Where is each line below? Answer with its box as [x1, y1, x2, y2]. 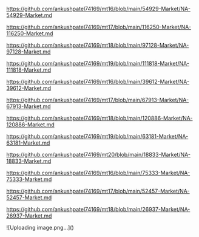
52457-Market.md [6, 194, 52, 201]
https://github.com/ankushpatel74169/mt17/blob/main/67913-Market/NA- [6, 97, 189, 103]
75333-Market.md [6, 176, 52, 183]
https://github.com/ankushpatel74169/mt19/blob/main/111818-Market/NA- [6, 60, 190, 67]
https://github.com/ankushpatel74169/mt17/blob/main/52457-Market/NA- [6, 188, 190, 194]
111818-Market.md [6, 66, 52, 74]
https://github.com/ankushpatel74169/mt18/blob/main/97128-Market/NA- [6, 42, 189, 49]
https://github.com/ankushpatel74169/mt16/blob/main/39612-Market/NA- [6, 78, 190, 85]
